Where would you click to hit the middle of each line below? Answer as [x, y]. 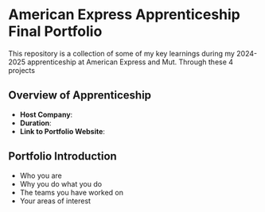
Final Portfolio [55, 31]
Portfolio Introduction [62, 156]
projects [22, 70]
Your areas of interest [55, 201]
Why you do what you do [60, 183]
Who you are [41, 175]
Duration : [35, 123]
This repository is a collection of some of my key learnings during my [121, 53]
